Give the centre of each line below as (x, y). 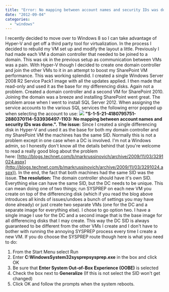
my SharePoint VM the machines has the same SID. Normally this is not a (81, 135)
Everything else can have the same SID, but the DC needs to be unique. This (84, 183)
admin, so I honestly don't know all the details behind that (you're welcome (83, 146)
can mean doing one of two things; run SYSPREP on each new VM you (78, 189)
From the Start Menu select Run (46, 252)
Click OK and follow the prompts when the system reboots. (73, 284)
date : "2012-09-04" (26, 15)
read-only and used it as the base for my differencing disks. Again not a (79, 87)
